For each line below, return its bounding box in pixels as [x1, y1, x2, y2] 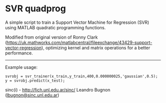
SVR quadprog [5, 3, 66, 14]
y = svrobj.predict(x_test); [5, 78, 65, 83]
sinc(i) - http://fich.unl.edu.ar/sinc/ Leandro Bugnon [5, 87, 111, 93]
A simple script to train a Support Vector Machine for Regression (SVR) [5, 19, 150, 25]
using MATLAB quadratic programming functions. [5, 24, 106, 30]
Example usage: [5, 64, 38, 70]
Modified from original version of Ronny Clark [5, 34, 98, 40]
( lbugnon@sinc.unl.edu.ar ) [5, 92, 59, 98]
